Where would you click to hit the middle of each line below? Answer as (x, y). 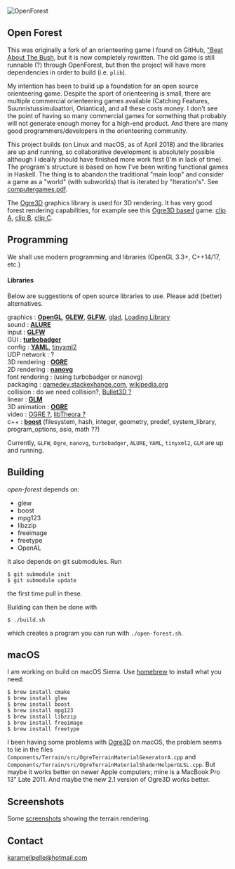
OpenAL (29, 548)
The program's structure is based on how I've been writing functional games (118, 167)
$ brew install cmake (39, 693)
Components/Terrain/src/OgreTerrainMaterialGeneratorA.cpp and (102, 757)
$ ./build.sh (26, 620)
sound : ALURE (29, 324)
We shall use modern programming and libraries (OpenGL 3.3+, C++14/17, (114, 257)
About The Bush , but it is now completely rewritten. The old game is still (111, 57)
